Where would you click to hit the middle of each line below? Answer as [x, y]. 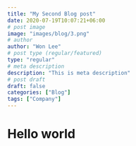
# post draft [26, 79]
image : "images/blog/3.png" [49, 34]
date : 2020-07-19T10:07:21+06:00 [56, 20]
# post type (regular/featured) [55, 54]
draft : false [26, 86]
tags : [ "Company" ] [34, 99]
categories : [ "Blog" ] [39, 92]
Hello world [42, 134]
